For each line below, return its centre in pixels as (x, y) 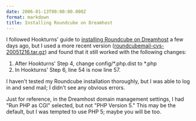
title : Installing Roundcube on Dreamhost (59, 23)
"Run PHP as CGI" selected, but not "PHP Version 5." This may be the (91, 106)
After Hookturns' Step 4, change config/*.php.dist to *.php (86, 63)
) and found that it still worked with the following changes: (116, 52)
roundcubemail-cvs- (139, 46)
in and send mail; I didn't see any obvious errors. (66, 88)
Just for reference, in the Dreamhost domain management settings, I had (95, 99)
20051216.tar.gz (26, 52)
